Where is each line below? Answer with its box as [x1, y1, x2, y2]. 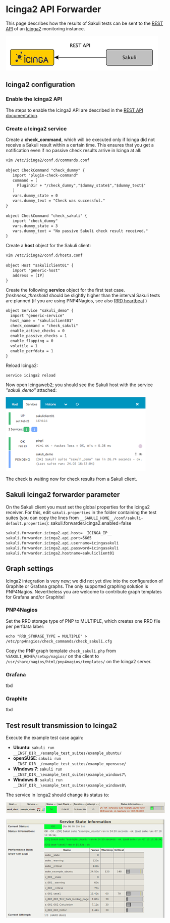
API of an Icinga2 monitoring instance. [6, 25, 85, 31]
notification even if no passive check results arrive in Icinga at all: [6, 147, 142, 153]
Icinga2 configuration [6, 80, 75, 89]
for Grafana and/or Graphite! [6, 594, 65, 600]
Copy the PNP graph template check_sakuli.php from [6, 648, 117, 654]
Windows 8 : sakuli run [13, 777, 63, 783]
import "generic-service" [10, 313, 65, 318]
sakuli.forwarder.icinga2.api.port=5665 [6, 535, 92, 540]
